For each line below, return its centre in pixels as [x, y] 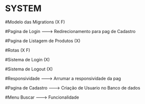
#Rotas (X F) [18, 50]
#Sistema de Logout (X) [29, 69]
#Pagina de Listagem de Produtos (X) [43, 41]
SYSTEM [23, 9]
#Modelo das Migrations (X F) [35, 22]
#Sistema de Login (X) [28, 59]
